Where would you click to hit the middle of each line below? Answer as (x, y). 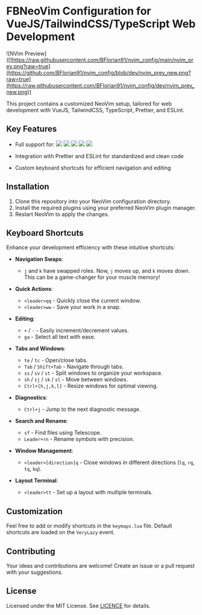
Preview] (36, 53)
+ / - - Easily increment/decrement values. (76, 331)
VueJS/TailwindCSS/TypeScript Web (101, 24)
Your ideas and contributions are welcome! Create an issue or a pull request (100, 566)
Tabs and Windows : (40, 349)
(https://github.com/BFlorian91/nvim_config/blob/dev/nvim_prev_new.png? (99, 72)
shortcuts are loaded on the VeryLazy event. (61, 532)
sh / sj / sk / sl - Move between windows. (76, 380)
